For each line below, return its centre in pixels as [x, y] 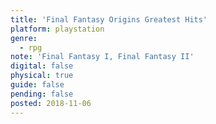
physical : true [42, 76]
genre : [24, 38]
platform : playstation [57, 29]
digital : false [42, 66]
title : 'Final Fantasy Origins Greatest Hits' [109, 19]
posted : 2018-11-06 [51, 103]
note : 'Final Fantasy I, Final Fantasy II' [102, 57]
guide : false [37, 85]
